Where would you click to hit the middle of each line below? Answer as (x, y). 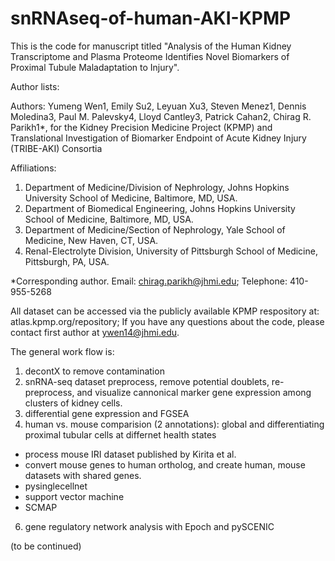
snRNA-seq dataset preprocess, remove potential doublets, (147, 381)
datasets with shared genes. (83, 475)
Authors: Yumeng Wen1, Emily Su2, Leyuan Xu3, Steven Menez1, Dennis (158, 106)
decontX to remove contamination (94, 371)
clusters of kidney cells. (73, 403)
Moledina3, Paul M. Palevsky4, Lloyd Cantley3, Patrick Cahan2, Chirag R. (161, 116)
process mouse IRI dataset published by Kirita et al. (130, 454)
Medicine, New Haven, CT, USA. (91, 240)
